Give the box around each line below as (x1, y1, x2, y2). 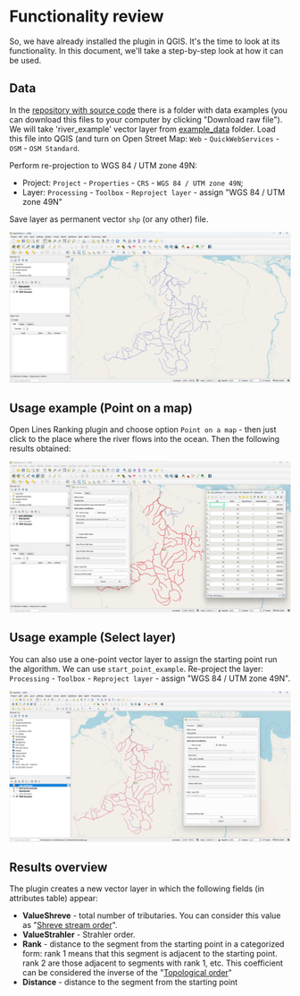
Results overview (9, 859, 108, 874)
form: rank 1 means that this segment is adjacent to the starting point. (21, 949, 279, 959)
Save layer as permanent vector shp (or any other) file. (9, 213, 209, 225)
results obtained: (9, 443, 71, 454)
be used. (9, 55, 42, 65)
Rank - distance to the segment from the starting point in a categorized (21, 939, 285, 949)
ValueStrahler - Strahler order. (21, 929, 136, 941)
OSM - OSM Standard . (9, 142, 80, 153)
